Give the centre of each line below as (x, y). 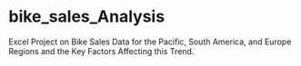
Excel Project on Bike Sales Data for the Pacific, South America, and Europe (150, 42)
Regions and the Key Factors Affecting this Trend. (101, 51)
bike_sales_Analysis (87, 17)
